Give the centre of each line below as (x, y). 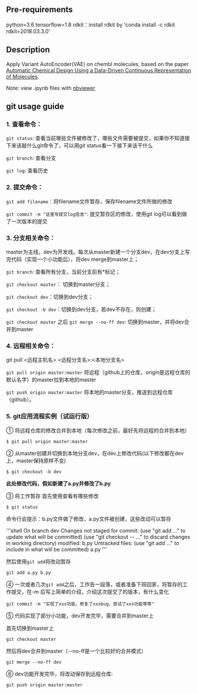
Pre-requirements (40, 10)
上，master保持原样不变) (36, 460)
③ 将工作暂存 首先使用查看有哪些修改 (52, 496)
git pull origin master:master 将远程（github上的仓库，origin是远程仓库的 (98, 372)
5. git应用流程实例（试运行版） (49, 417)
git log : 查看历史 (27, 171)
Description (28, 50)
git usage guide (35, 106)
